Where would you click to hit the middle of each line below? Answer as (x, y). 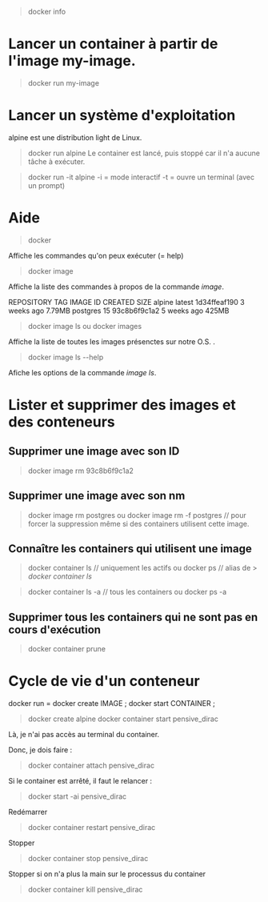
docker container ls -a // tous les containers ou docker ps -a (127, 592)
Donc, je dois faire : (40, 750)
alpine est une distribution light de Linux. (75, 137)
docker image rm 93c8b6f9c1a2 (81, 471)
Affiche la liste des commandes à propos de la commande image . (116, 287)
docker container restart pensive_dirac (92, 828)
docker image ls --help (66, 357)
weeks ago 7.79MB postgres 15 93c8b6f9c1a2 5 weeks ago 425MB (119, 311)
